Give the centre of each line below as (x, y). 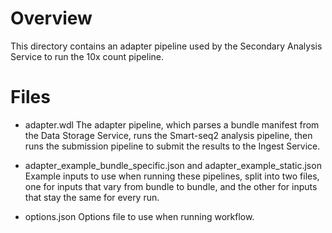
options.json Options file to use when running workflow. (139, 216)
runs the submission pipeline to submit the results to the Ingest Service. (172, 146)
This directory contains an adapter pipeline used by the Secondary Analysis (166, 46)
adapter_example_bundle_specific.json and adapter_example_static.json (173, 165)
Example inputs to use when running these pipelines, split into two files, (172, 176)
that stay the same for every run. (92, 197)
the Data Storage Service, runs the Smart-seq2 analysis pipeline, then (168, 135)
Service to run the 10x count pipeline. (87, 56)
